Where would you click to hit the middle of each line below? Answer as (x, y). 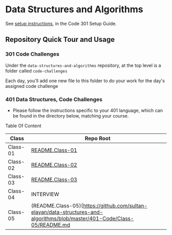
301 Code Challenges (33, 54)
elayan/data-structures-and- (67, 212)
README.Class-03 (54, 179)
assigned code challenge (32, 86)
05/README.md (50, 225)
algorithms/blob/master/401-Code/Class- (82, 218)
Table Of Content (24, 126)
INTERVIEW (45, 194)
